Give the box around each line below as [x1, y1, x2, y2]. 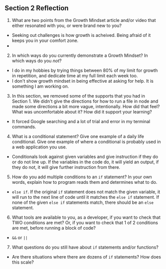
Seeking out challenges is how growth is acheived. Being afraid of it [11, 32, 151, 38]
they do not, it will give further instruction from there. [11, 164, 120, 170]
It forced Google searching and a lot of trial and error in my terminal [11, 118, 151, 124]
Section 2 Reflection [4, 4, 69, 12]
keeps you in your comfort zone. [11, 37, 79, 43]
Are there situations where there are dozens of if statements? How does [11, 254, 161, 260]
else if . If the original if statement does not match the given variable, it [11, 189, 161, 195]
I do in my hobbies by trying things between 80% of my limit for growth [11, 67, 158, 73]
